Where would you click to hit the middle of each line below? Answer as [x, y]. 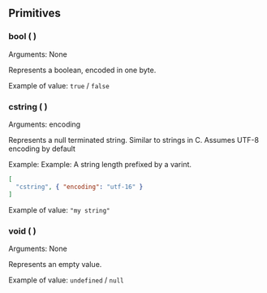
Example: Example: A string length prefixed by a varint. [100, 164]
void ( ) [22, 231]
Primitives [34, 13]
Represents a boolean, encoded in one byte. [82, 70]
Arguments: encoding [45, 124]
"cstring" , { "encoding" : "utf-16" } [80, 187]
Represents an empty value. [55, 264]
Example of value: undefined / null [66, 280]
